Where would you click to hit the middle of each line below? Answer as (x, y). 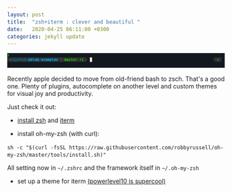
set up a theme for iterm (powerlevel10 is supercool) (91, 181)
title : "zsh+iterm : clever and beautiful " (74, 22)
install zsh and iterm (46, 120)
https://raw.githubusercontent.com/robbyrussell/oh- (146, 148)
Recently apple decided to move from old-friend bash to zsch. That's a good (116, 79)
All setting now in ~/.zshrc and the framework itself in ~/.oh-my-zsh (103, 168)
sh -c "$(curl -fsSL (37, 148)
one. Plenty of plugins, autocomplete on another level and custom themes (112, 86)
